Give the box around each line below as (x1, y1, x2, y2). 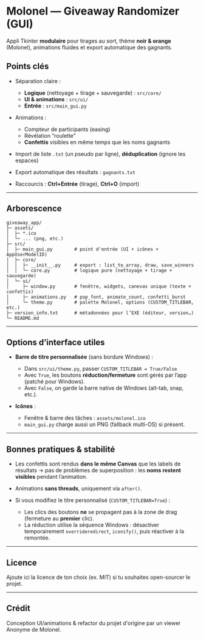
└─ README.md (6, 315, 39, 321)
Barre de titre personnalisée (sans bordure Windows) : (15, 353, 154, 360)
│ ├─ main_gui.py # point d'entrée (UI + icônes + (6, 246, 159, 252)
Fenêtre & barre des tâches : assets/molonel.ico (24, 414, 146, 422)
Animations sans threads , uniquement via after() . (15, 485, 142, 492)
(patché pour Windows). (24, 378, 85, 385)
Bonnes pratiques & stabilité (6, 444, 115, 455)
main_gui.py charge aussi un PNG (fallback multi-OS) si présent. (24, 421, 185, 428)
